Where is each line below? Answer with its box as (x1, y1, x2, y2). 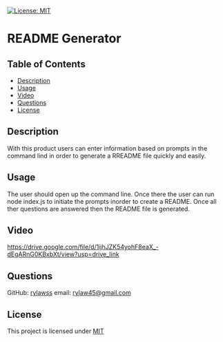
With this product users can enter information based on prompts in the (7, 144, 208, 152)
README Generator (7, 31, 122, 46)
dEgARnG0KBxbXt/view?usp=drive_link (7, 250, 119, 258)
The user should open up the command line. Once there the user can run (7, 190, 215, 198)
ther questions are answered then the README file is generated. (7, 205, 190, 213)
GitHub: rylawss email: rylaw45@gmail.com (7, 289, 131, 297)
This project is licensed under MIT (7, 327, 105, 335)
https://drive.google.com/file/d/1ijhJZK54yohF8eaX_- (7, 243, 159, 251)
